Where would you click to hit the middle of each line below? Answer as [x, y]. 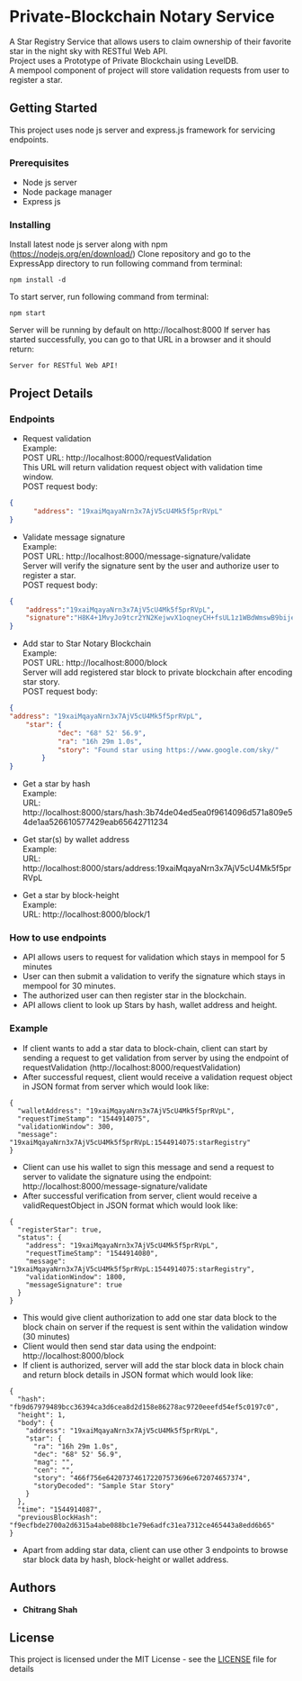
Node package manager [67, 192]
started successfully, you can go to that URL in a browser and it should [140, 340]
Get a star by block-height [71, 895]
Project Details [51, 393]
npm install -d [38, 280]
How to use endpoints [58, 938]
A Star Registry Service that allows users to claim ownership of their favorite [151, 41]
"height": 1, [42, 1415]
